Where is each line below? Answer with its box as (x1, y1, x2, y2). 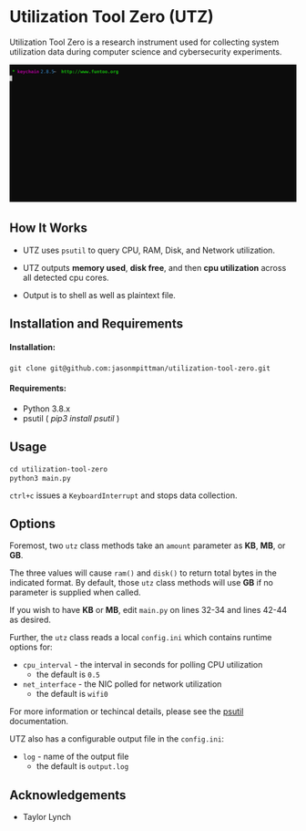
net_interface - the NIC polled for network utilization (22, 679, 222, 690)
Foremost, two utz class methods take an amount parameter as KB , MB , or (9, 540, 286, 551)
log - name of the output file (22, 751, 129, 763)
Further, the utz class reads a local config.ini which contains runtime (9, 632, 272, 643)
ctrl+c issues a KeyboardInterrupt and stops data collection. (9, 490, 238, 501)
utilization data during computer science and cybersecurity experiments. (9, 46, 282, 57)
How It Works (9, 221, 88, 236)
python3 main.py (9, 473, 71, 483)
